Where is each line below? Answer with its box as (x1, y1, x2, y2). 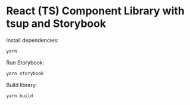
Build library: (6, 81, 38, 88)
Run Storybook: (6, 58, 45, 66)
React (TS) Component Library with (6, 4, 185, 18)
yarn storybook (6, 70, 44, 76)
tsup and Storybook (6, 17, 106, 30)
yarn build (6, 92, 33, 99)
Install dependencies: (6, 36, 59, 44)
